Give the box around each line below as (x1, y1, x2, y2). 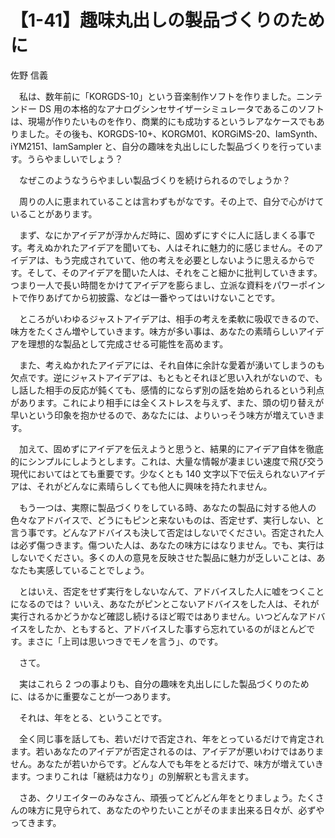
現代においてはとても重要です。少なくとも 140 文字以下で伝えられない (10, 467, 300, 480)
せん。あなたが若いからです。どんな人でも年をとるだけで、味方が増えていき (10, 757, 324, 770)
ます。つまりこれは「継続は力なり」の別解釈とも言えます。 (10, 770, 255, 782)
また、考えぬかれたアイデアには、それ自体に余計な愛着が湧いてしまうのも (18, 359, 325, 371)
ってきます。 (10, 816, 62, 828)
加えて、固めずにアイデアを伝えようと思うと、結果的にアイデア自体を (18, 442, 307, 455)
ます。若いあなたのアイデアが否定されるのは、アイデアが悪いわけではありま (10, 745, 325, 757)
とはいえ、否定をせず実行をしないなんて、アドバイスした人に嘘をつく (18, 585, 308, 597)
